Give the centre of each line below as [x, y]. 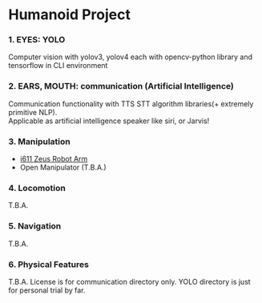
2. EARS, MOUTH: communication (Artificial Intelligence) [121, 86]
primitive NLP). [33, 112]
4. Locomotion [37, 188]
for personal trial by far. [47, 290]
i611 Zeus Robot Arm [54, 159]
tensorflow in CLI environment [58, 66]
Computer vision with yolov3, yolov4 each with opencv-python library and [131, 57]
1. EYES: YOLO [37, 40]
